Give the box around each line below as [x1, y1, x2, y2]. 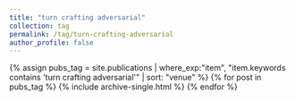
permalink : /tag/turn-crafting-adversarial [9, 29, 174, 38]
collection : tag [9, 21, 70, 30]
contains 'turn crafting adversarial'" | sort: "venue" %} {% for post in [9, 72, 262, 83]
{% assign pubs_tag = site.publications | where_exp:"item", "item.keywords [9, 63, 286, 73]
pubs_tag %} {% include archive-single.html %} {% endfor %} [9, 81, 239, 92]
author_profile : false [9, 38, 94, 47]
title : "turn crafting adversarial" [9, 13, 146, 22]
